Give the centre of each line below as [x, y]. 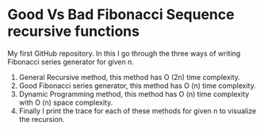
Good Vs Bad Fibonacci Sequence [121, 15]
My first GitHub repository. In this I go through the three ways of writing [124, 53]
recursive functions [74, 31]
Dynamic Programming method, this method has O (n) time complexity [134, 94]
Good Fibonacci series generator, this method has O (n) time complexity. [138, 86]
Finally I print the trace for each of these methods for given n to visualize [138, 111]
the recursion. [42, 119]
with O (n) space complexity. [66, 102]
